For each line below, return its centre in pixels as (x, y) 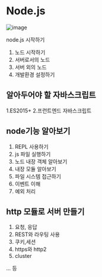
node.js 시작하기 (26, 39)
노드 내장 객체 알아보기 (41, 161)
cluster (23, 256)
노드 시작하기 (30, 52)
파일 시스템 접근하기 (38, 176)
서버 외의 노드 (31, 67)
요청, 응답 (26, 227)
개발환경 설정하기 (35, 74)
